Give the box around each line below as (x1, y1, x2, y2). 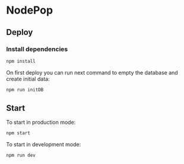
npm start (6, 130, 31, 136)
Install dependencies (6, 45, 68, 53)
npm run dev (6, 152, 36, 159)
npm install (6, 58, 36, 64)
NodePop (6, 4, 53, 17)
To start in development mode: (6, 141, 81, 148)
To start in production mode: (6, 119, 76, 126)
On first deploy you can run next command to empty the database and (6, 69, 178, 76)
